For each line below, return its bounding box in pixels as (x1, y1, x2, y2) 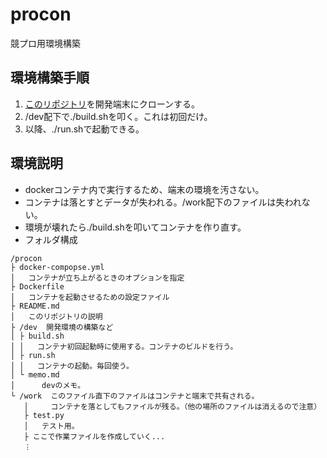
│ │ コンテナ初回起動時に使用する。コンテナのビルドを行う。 (10, 341, 238, 352)
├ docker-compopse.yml (10, 262, 105, 272)
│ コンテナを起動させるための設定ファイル (10, 292, 170, 302)
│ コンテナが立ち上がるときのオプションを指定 (10, 273, 185, 283)
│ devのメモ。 (10, 380, 86, 390)
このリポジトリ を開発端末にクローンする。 (24, 98, 201, 110)
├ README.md (10, 301, 60, 311)
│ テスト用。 (23, 421, 80, 431)
